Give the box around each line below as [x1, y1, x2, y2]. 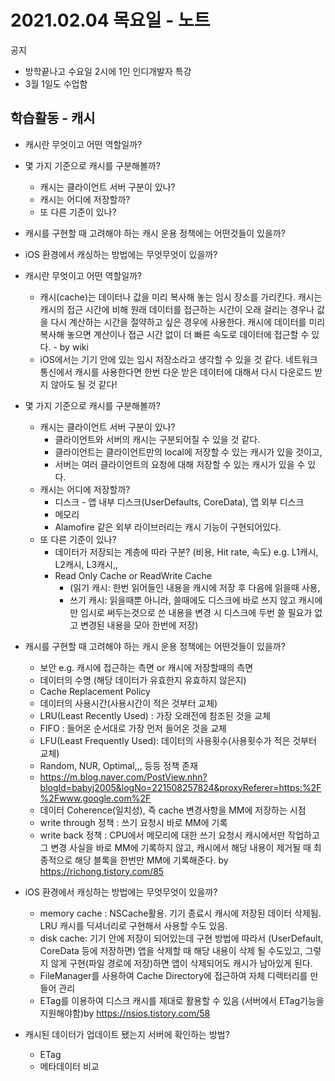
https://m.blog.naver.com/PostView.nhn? [39, 771, 208, 783]
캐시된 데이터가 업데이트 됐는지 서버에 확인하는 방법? [24, 1028, 230, 1040]
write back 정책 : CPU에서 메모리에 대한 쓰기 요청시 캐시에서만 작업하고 [39, 829, 320, 841]
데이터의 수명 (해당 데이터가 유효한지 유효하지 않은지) [39, 674, 247, 686]
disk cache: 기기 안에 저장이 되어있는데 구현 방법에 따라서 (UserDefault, [39, 932, 324, 944]
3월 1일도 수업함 [24, 77, 88, 90]
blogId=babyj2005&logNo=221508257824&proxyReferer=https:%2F [39, 781, 322, 793]
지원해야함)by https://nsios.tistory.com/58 [39, 1007, 211, 1019]
